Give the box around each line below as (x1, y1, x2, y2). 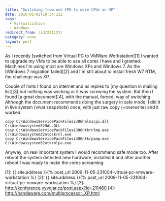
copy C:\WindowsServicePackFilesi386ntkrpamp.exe (5, 136, 109, 141)
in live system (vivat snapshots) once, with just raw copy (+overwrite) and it (5, 104, 159, 110)
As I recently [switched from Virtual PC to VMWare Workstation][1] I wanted (5, 53, 159, 59)
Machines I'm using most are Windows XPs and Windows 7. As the (5, 63, 140, 69)
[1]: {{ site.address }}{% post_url (5, 169, 71, 175)
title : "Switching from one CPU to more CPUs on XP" (5, 7, 116, 12)
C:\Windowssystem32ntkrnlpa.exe (5, 140, 71, 145)
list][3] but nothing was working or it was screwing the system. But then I (5, 88, 154, 94)
